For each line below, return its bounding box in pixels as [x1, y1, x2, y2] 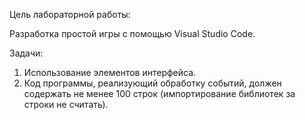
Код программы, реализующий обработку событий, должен [23, 77, 282, 89]
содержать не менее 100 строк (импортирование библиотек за [23, 88, 296, 99]
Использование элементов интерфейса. [23, 67, 197, 78]
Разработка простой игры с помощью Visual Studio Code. [9, 28, 256, 39]
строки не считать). [23, 99, 109, 110]
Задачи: [9, 47, 44, 59]
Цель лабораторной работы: [9, 9, 131, 20]
